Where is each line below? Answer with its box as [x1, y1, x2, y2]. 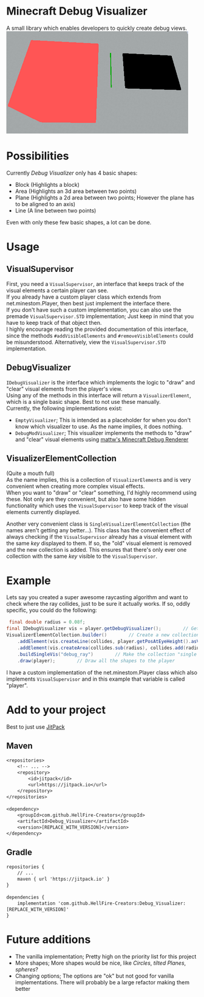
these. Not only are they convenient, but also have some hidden [6, 495, 166, 502]
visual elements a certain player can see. [6, 287, 109, 294]
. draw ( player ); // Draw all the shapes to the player [17, 658, 175, 664]
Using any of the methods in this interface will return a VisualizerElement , [6, 391, 191, 399]
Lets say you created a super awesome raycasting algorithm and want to [6, 594, 188, 601]
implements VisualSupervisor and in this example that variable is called [6, 675, 185, 683]
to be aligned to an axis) [15, 200, 76, 207]
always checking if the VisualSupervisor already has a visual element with [6, 533, 192, 540]
